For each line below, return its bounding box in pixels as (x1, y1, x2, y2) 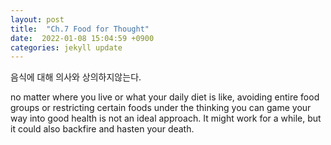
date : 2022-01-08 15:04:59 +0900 (10, 33, 155, 43)
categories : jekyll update (10, 42, 123, 53)
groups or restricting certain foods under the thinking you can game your (10, 102, 312, 114)
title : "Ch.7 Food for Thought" (10, 24, 150, 34)
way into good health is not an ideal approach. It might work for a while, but (10, 112, 322, 125)
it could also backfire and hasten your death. (10, 123, 195, 135)
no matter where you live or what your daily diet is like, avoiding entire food (10, 91, 320, 103)
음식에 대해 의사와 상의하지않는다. (10, 71, 142, 83)
